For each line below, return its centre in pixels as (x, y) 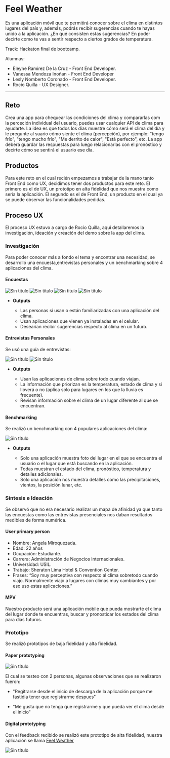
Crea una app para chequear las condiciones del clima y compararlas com (83, 118)
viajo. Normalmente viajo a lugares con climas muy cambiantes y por (84, 580)
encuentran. (33, 406)
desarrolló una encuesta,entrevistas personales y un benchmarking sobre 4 (84, 262)
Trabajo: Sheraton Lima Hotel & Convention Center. (66, 570)
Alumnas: (15, 58)
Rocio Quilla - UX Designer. (41, 85)
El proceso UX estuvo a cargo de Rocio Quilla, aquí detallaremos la (75, 228)
